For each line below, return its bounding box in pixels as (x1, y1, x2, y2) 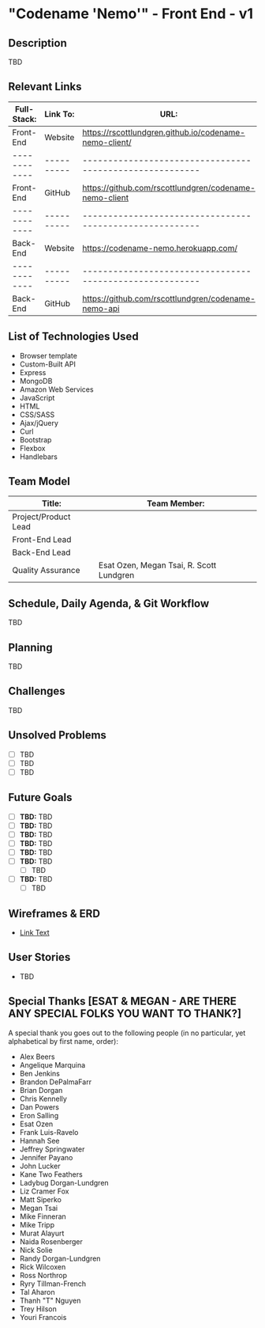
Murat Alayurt (19, 1228, 65, 1238)
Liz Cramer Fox (19, 1186, 69, 1196)
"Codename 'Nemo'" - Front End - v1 (8, 5, 254, 23)
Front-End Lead (12, 534, 72, 545)
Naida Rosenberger (19, 1236, 83, 1246)
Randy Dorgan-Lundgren (19, 1254, 101, 1263)
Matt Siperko (19, 1194, 62, 1204)
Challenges (8, 685, 65, 698)
